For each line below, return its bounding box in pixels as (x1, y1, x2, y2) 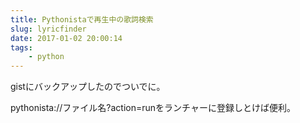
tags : (10, 42, 33, 53)
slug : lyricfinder (10, 24, 87, 34)
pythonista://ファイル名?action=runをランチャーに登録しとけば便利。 (10, 102, 296, 114)
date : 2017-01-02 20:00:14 (10, 33, 123, 43)
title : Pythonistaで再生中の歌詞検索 (10, 14, 154, 25)
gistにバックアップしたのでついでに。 (10, 81, 166, 93)
